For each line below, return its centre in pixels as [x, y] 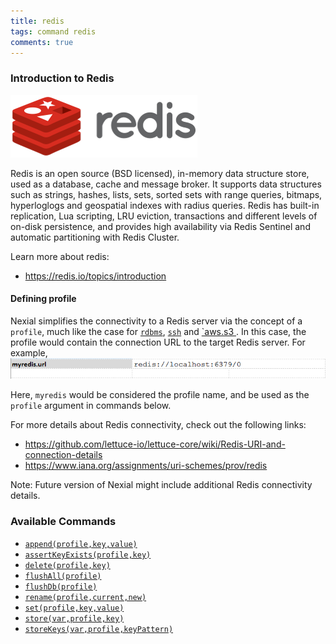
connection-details [63, 455]
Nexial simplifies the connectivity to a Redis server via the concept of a [156, 321]
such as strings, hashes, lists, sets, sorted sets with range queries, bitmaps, [166, 194]
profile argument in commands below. [91, 406]
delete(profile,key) [67, 565]
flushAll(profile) [63, 576]
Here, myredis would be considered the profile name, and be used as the [160, 395]
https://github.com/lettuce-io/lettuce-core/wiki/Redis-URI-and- [155, 444]
